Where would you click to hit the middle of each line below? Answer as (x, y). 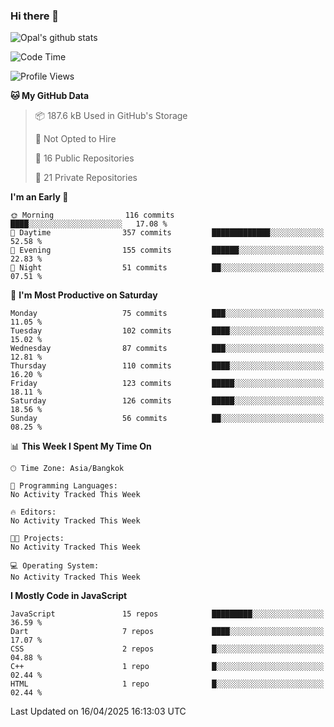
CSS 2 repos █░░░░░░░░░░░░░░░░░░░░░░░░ (167, 649)
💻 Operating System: (55, 566)
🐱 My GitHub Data (50, 96)
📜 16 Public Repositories (84, 158)
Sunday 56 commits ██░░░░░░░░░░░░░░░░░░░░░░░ (167, 419)
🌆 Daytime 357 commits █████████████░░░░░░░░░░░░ (167, 233)
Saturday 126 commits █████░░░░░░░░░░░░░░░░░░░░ (167, 401)
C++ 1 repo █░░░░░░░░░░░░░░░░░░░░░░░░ (167, 667)
